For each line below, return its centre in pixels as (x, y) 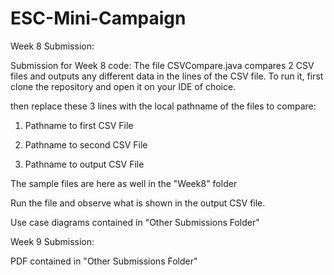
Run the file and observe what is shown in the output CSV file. (138, 203)
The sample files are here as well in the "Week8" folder (124, 183)
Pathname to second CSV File (86, 144)
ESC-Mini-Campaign (98, 18)
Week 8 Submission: (52, 46)
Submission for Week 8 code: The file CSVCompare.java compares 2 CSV (162, 65)
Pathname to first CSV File (79, 125)
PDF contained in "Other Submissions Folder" (104, 261)
